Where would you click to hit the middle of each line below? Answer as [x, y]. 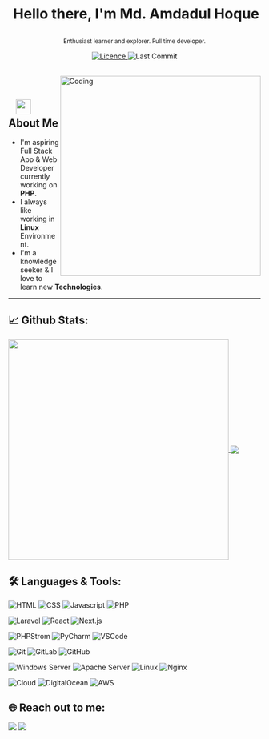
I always [34, 202]
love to [31, 278]
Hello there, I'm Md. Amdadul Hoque [137, 14]
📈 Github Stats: [48, 321]
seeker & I [36, 270]
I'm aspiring [39, 142]
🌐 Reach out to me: [57, 708]
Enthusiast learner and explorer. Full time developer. [134, 42]
